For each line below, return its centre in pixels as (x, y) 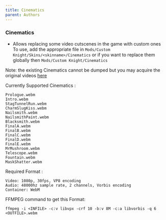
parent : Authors (22, 15)
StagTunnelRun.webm (26, 104)
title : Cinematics (25, 10)
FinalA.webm (18, 126)
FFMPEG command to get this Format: (45, 199)
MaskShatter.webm (24, 162)
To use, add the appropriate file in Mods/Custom (62, 49)
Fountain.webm (20, 157)
